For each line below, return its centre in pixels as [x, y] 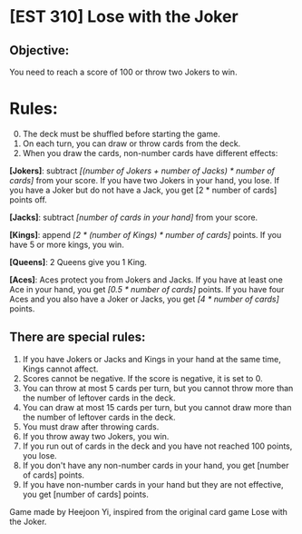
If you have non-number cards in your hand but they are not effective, [153, 484]
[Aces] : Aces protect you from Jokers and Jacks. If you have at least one [146, 280]
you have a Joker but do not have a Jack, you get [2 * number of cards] [143, 190]
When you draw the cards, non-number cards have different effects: [150, 153]
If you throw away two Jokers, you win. [96, 436]
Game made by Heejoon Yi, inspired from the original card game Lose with [149, 511]
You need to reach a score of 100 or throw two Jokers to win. [123, 72]
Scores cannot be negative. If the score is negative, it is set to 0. [142, 378]
